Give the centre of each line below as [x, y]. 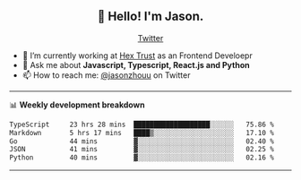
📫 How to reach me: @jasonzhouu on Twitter [106, 75]
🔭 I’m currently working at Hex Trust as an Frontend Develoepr [137, 56]
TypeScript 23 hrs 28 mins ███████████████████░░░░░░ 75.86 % [142, 124]
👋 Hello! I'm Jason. [150, 17]
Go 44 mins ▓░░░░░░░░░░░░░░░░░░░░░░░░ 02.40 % [142, 141]
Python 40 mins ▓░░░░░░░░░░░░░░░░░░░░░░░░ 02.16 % [142, 158]
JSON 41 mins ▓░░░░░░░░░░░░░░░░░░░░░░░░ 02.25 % [142, 150]
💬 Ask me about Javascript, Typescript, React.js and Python [136, 64]
